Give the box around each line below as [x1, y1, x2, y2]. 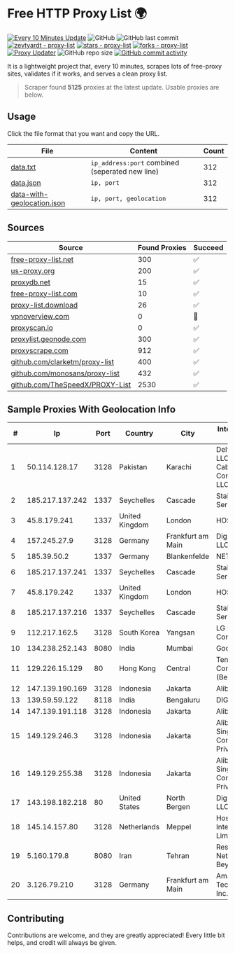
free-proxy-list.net [10, 254, 74, 264]
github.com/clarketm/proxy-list [10, 357, 114, 366]
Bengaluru [166, 695, 201, 705]
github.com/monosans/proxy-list [10, 368, 120, 378]
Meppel [166, 822, 192, 832]
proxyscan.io [10, 323, 54, 333]
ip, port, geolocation [90, 194, 166, 202]
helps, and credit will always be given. [7, 939, 117, 947]
